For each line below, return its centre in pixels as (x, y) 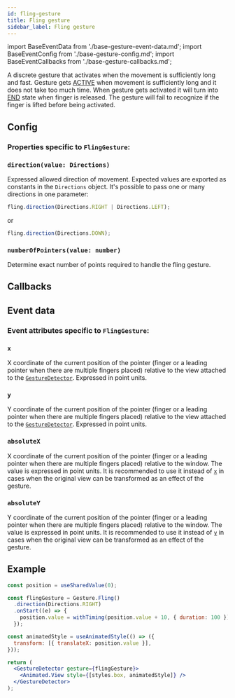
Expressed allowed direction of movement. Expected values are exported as (117, 179)
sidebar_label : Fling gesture (51, 27)
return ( (20, 662)
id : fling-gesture (34, 14)
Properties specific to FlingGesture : (69, 146)
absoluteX (24, 442)
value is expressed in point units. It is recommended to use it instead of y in (116, 532)
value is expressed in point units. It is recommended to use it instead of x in (116, 471)
